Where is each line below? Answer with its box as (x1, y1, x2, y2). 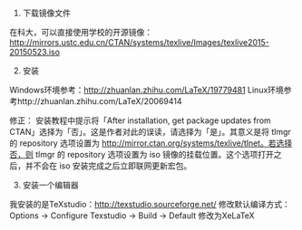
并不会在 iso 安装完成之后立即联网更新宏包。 (24, 160, 192, 171)
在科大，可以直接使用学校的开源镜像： (9, 27, 152, 38)
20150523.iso (9, 47, 61, 58)
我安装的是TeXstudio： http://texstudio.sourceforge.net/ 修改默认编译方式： (9, 199, 290, 210)
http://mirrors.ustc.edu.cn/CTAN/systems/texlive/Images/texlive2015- (9, 37, 270, 48)
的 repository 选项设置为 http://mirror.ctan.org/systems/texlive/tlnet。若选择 (9, 138, 293, 149)
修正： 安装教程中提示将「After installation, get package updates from (9, 115, 272, 126)
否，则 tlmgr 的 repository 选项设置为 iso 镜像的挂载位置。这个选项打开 (9, 149, 275, 160)
